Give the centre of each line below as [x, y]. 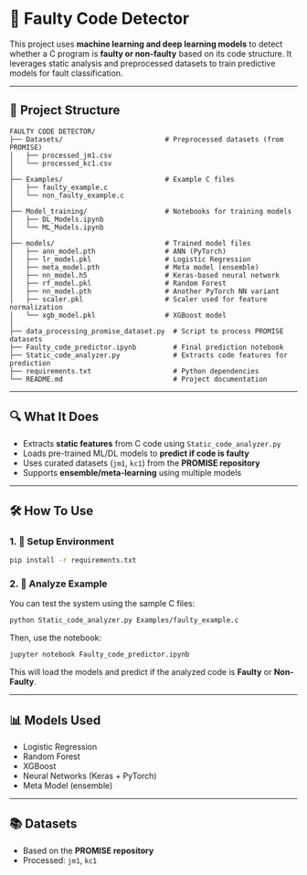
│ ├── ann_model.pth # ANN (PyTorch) [118, 251]
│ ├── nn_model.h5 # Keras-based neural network [145, 275]
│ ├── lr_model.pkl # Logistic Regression [130, 259]
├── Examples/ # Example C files [122, 179]
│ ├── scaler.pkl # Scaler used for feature [138, 299]
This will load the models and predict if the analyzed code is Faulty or [141, 672]
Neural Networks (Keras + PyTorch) [90, 775]
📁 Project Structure [65, 110]
